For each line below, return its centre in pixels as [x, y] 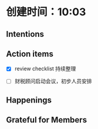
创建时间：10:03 [46, 12]
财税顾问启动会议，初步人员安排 [53, 81]
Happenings [29, 100]
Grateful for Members [46, 120]
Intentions [25, 34]
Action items [30, 54]
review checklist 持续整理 [45, 69]
